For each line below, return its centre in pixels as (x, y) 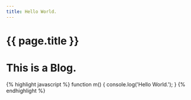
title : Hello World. (32, 12)
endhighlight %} (26, 91)
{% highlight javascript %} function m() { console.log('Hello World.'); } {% (96, 84)
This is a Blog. (42, 68)
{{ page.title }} (43, 41)
